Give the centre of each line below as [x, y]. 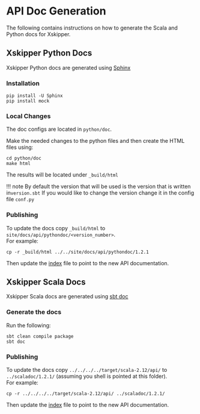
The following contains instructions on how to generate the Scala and [92, 28]
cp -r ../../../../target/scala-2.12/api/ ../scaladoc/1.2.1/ [86, 394]
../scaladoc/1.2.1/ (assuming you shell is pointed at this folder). [87, 376]
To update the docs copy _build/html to [56, 228]
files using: [20, 147]
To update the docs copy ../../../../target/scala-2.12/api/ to [87, 370]
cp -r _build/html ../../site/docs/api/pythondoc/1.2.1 [77, 252]
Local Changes [29, 116]
